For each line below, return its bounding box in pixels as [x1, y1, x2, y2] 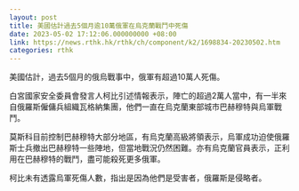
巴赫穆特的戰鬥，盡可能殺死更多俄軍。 [24, 154, 166, 164]
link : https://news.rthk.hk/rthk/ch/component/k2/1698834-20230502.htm [9, 37, 280, 47]
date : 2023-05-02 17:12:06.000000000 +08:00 [9, 29, 177, 38]
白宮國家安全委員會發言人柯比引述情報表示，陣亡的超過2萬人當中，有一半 [9, 91, 279, 101]
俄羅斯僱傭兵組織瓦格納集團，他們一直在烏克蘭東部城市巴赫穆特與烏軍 [16, 101, 274, 112]
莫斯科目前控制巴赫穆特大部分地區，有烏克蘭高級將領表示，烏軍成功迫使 [9, 131, 274, 142]
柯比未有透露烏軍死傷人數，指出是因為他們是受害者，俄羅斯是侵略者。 [9, 172, 267, 183]
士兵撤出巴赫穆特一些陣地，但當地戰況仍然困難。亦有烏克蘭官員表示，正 [16, 143, 282, 154]
